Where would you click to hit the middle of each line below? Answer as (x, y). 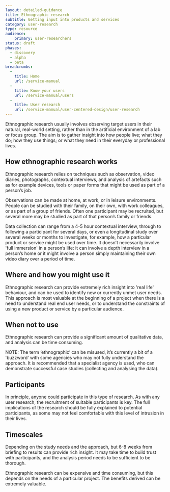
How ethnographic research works (62, 162)
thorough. (16, 463)
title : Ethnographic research (37, 15)
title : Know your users (40, 90)
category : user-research (32, 24)
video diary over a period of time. (40, 258)
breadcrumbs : (19, 67)
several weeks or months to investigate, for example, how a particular (78, 237)
